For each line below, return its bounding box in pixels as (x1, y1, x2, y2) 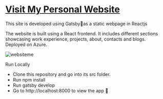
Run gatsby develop (12, 82, 55, 88)
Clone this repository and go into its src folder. (12, 71, 111, 77)
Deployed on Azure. (5, 41, 48, 47)
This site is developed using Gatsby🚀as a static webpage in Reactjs (5, 21, 148, 27)
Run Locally (5, 61, 30, 67)
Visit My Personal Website (5, 4, 120, 15)
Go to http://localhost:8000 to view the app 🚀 (12, 87, 109, 93)
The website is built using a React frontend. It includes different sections (5, 30, 158, 36)
